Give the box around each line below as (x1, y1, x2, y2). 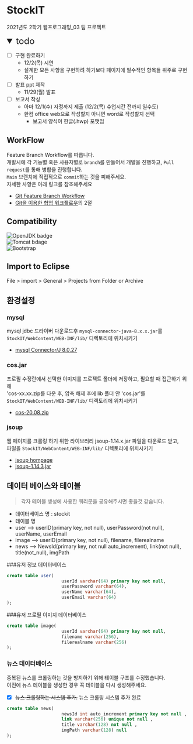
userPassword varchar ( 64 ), (61, 584, 127, 589)
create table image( (6, 623, 57, 629)
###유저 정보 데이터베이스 (6, 561, 66, 568)
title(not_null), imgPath (15, 548, 69, 556)
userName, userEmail (15, 530, 67, 537)
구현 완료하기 (15, 52, 45, 59)
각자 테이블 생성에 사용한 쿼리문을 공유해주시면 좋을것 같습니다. (20, 498, 165, 505)
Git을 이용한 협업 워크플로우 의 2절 (15, 199, 92, 206)
